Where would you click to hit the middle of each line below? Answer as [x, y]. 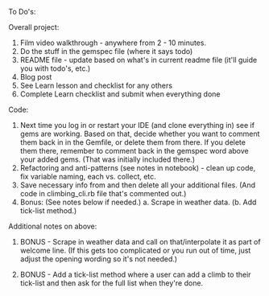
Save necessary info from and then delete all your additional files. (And [138, 185]
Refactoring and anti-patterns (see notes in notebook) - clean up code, [138, 168]
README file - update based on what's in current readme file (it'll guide [139, 60]
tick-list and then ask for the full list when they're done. [112, 283]
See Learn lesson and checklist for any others [96, 85]
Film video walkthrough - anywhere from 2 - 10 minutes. [113, 43]
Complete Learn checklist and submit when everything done [120, 94]
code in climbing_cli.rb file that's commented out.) [103, 193]
